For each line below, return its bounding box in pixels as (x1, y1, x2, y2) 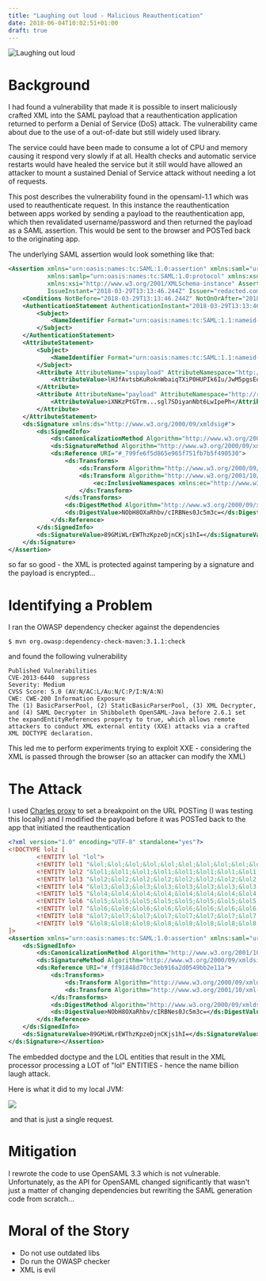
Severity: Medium (8, 681, 66, 689)
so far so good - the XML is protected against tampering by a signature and (8, 560, 255, 569)
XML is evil (19, 1264, 56, 1275)
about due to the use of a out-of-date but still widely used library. (8, 128, 222, 137)
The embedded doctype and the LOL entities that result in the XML (8, 1051, 226, 1061)
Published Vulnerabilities (8, 667, 97, 675)
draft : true (8, 26, 47, 34)
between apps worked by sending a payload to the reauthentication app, (8, 209, 245, 218)
